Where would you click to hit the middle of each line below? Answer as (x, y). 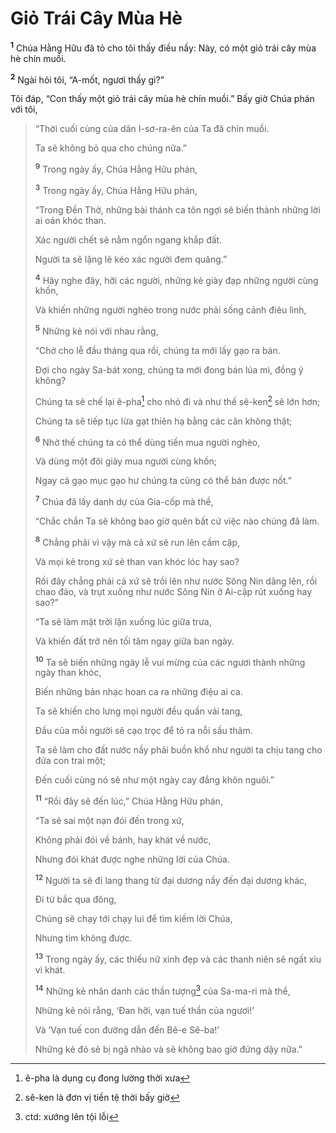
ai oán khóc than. (70, 220)
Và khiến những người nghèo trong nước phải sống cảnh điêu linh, (170, 310)
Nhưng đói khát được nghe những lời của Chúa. (132, 859)
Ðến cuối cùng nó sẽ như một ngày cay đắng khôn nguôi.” (154, 780)
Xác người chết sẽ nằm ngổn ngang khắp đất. (128, 239)
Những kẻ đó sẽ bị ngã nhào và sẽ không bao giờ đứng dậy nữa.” (168, 1049)
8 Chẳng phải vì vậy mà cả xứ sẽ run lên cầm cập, (137, 541)
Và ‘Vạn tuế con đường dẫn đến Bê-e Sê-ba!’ (127, 1029)
